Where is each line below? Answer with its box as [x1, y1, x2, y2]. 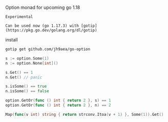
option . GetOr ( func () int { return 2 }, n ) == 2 [5, 103, 111, 108]
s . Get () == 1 [5, 70, 33, 75]
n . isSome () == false [5, 89, 50, 94]
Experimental [5, 14, 33, 19]
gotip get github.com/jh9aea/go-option [5, 47, 91, 52]
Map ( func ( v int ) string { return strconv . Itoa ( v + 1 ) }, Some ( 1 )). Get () [5, 112, 164, 117]
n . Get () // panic [5, 74, 43, 80]
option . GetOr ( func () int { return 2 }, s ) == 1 [5, 98, 111, 103]
